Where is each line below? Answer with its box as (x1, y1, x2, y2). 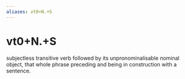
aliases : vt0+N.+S (6, 8, 52, 15)
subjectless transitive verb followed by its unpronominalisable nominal (6, 54, 180, 62)
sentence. (6, 67, 31, 74)
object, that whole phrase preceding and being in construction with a (6, 60, 177, 68)
